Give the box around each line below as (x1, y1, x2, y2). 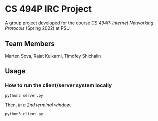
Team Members (5, 40, 55, 48)
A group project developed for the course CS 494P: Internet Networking (5, 20, 154, 26)
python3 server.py (5, 93, 43, 98)
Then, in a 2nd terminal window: (5, 102, 72, 108)
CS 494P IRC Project (5, 3, 92, 15)
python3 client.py (5, 112, 43, 117)
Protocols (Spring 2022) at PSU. (5, 25, 71, 31)
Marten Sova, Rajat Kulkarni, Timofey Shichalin (5, 53, 101, 59)
